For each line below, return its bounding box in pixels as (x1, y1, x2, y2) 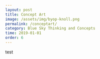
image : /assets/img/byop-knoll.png (5, 16, 80, 21)
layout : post (5, 7, 33, 12)
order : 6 (5, 35, 24, 40)
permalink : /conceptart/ (5, 21, 57, 26)
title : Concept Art (5, 12, 46, 17)
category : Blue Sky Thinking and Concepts (5, 26, 95, 31)
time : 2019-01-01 (5, 30, 42, 35)
